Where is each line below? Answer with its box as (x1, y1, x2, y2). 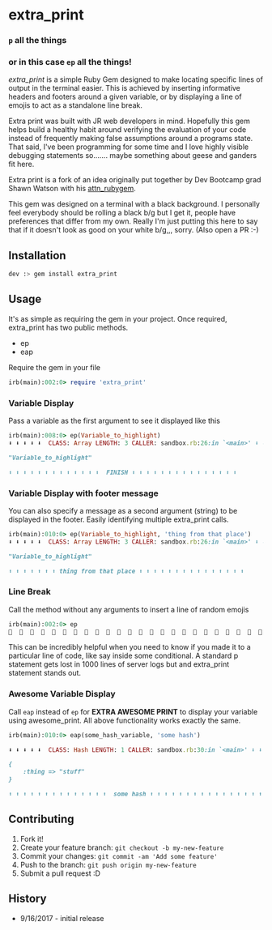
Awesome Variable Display (8, 689, 116, 700)
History (8, 892, 47, 906)
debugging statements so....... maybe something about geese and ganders (8, 151, 257, 160)
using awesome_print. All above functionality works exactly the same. (8, 715, 241, 725)
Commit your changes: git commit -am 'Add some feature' (19, 851, 219, 860)
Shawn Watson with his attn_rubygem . (8, 184, 136, 194)
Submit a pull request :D (19, 868, 101, 878)
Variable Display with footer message (8, 488, 159, 499)
